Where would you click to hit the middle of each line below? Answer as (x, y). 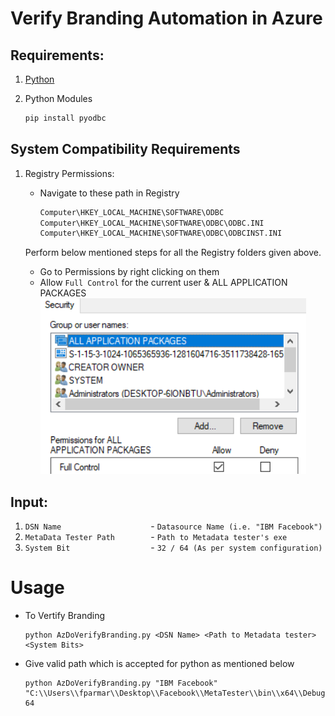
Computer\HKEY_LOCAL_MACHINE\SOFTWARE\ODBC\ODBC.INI (152, 223)
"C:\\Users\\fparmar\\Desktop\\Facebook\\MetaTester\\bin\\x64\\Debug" (177, 693)
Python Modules (58, 98)
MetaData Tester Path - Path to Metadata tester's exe (156, 537)
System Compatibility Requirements (125, 149)
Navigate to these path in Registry (109, 193)
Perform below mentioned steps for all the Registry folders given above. (173, 253)
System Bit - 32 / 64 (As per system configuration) (173, 548)
